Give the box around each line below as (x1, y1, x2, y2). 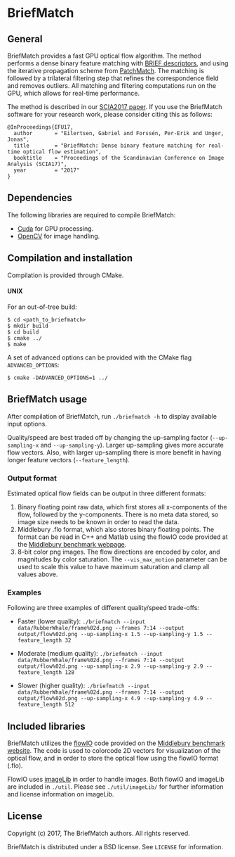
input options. (7, 419, 48, 428)
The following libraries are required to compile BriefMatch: (7, 210, 176, 219)
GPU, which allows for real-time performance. (7, 89, 140, 97)
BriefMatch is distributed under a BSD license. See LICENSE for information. (7, 842, 223, 851)
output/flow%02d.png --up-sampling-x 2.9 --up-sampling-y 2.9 (17, 663, 203, 670)
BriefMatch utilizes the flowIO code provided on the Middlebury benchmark (7, 739, 226, 747)
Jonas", (7, 136, 30, 143)
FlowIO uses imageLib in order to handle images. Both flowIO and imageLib (7, 775, 224, 784)
